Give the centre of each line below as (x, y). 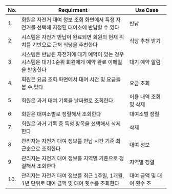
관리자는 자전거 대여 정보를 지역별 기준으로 (70, 158)
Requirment (73, 10)
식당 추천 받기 (145, 41)
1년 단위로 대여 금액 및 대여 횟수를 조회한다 (70, 183)
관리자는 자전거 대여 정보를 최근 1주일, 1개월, (73, 176)
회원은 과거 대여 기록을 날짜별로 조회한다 (67, 101)
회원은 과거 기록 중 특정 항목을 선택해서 (66, 124)
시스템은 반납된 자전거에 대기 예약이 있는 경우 (73, 54)
